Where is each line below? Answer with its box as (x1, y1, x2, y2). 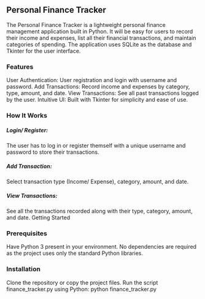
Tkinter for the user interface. (6, 47, 81, 55)
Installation (6, 265, 41, 273)
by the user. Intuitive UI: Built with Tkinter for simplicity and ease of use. (6, 96, 188, 104)
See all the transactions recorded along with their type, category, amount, (6, 207, 193, 214)
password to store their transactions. (6, 148, 99, 156)
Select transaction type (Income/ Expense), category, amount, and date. (6, 178, 189, 185)
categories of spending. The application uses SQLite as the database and (6, 40, 192, 48)
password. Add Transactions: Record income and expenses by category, (6, 83, 190, 91)
